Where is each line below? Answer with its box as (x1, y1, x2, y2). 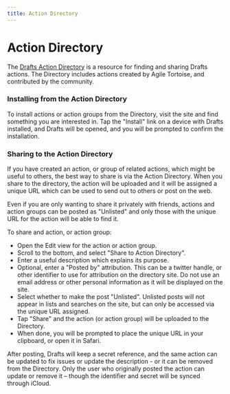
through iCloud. (7, 380, 51, 388)
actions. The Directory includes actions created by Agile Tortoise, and (7, 70, 205, 78)
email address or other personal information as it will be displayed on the (16, 278, 223, 287)
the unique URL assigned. (16, 307, 91, 315)
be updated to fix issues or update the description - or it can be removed (7, 357, 214, 366)
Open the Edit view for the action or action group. (16, 242, 157, 250)
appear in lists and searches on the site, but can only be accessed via (16, 300, 215, 309)
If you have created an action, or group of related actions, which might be (7, 165, 216, 173)
